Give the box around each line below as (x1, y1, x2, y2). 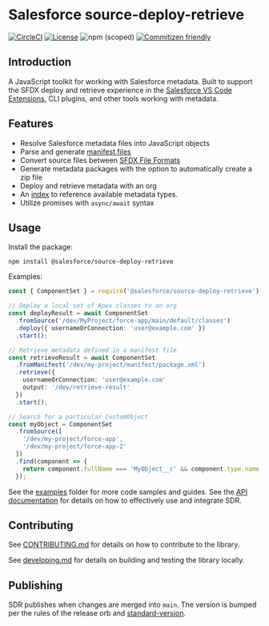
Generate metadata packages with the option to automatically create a (19, 164, 252, 173)
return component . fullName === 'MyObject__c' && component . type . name (22, 465, 260, 473)
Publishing (8, 579, 63, 592)
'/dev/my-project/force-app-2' (22, 442, 127, 450)
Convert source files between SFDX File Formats (19, 155, 181, 165)
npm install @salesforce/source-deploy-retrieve (8, 258, 174, 266)
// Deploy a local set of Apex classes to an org (8, 302, 178, 310)
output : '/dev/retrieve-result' (22, 383, 130, 391)
